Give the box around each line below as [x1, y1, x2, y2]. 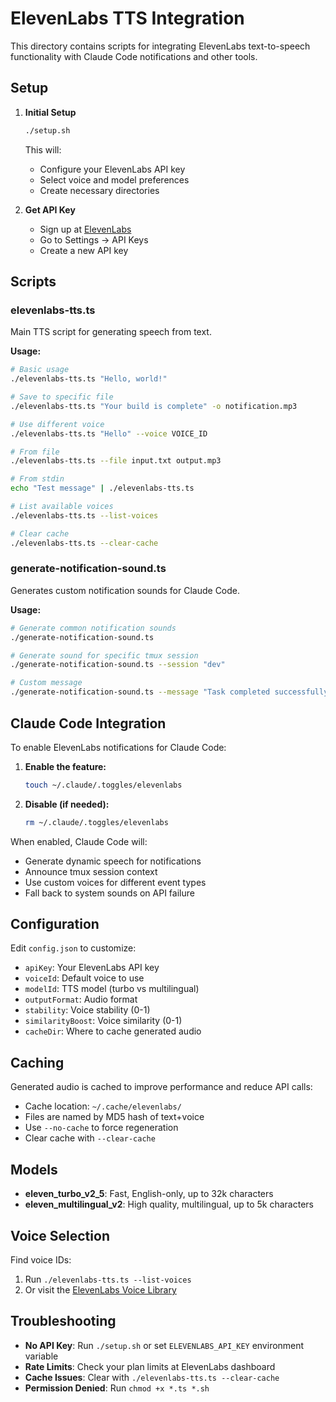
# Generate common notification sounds [10, 623, 177, 633]
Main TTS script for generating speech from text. [10, 326, 212, 338]
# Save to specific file [10, 392, 114, 402]
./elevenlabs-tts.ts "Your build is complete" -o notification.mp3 [10, 401, 298, 411]
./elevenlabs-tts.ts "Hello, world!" [10, 374, 168, 384]
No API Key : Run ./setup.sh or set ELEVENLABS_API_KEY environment [24, 1339, 305, 1351]
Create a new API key [39, 244, 129, 256]
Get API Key [24, 203, 76, 216]
